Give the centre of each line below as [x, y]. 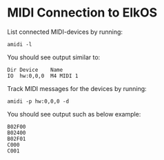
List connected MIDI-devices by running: [65, 32]
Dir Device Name [35, 70]
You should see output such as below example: [74, 114]
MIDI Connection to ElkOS [82, 13]
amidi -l [20, 44]
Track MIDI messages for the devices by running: [77, 88]
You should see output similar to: [54, 57]
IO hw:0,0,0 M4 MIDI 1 [43, 76]
